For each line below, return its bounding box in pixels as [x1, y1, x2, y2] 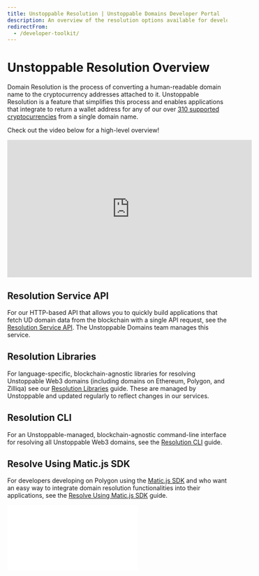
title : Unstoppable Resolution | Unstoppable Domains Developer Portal [7, 10, 220, 17]
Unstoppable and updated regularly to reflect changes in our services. [7, 392, 209, 400]
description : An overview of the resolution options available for [7, 17, 208, 24]
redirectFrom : [7, 23, 49, 30]
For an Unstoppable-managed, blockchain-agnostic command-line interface [7, 430, 227, 438]
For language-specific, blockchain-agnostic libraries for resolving [7, 369, 195, 378]
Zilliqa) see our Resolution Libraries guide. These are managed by [7, 384, 197, 392]
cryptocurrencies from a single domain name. [7, 112, 138, 121]
